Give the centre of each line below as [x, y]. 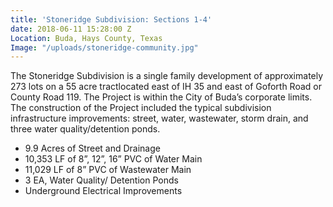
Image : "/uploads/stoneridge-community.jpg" [104, 47]
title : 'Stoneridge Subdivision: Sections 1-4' [111, 19]
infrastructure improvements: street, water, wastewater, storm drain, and [159, 118]
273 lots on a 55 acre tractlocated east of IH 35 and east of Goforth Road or [166, 87]
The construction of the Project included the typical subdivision [141, 108]
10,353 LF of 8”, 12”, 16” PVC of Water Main [113, 159]
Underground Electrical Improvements [103, 191]
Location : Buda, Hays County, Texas [86, 38]
